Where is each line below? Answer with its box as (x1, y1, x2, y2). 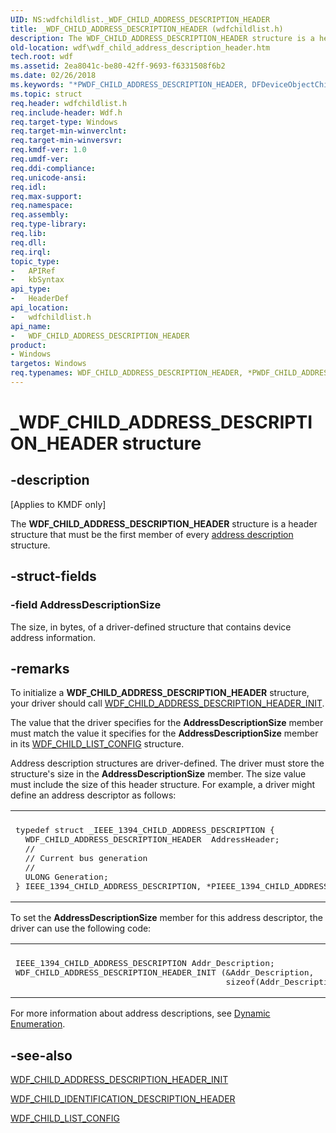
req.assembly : (10, 210, 70, 220)
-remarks (10, 660, 70, 677)
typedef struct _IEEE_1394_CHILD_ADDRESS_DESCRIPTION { (15, 825, 275, 836)
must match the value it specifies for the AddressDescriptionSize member (10, 727, 319, 740)
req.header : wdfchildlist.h (10, 98, 128, 108)
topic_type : (10, 256, 60, 266)
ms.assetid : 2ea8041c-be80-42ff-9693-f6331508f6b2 (10, 61, 226, 71)
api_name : (10, 321, 52, 331)
